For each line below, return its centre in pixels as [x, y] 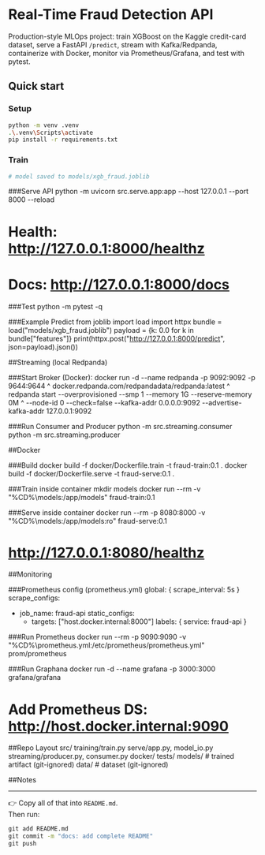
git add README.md [38, 829]
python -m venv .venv [44, 125]
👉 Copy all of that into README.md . [63, 803]
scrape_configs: [34, 598]
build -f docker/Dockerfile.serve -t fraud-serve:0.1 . [91, 473]
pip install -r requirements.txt [63, 140]
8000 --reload [32, 200]
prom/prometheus [37, 654]
